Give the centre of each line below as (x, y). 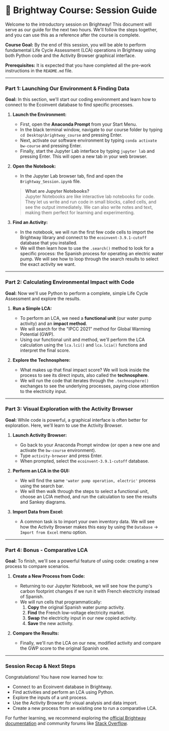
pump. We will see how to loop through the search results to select (89, 259)
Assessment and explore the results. (43, 298)
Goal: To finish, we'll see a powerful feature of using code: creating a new (82, 561)
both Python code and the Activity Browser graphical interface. (71, 55)
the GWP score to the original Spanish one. (65, 648)
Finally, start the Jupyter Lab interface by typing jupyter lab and (87, 151)
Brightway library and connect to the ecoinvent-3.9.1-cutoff (83, 238)
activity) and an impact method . (53, 323)
